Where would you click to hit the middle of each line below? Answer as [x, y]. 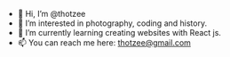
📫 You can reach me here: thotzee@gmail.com [104, 43]
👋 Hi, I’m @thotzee [52, 14]
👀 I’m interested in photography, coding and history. [112, 23]
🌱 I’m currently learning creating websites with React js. [119, 33]
